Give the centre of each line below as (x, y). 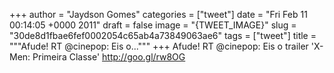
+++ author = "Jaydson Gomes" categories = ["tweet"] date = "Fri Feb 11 (158, 14)
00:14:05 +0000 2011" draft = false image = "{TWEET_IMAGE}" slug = (153, 25)
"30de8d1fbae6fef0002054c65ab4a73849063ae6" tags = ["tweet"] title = (163, 35)
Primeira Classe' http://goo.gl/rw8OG (109, 57)
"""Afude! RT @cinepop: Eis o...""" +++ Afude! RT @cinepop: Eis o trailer (159, 46)
